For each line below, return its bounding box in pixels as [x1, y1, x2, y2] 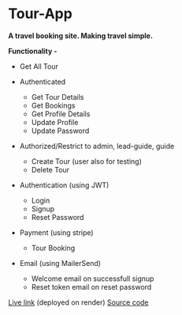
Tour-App [8, 5, 72, 23]
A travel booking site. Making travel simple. [8, 31, 154, 40]
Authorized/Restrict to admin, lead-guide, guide [19, 141, 175, 150]
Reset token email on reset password [31, 282, 152, 291]
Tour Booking [31, 243, 76, 252]
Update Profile [31, 117, 79, 127]
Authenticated [19, 77, 66, 86]
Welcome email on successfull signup [31, 274, 154, 283]
